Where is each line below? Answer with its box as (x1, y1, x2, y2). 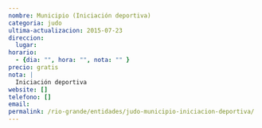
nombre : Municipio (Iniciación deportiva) (8, 11, 151, 20)
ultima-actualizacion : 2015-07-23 (8, 26, 123, 34)
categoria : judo (8, 19, 62, 27)
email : (8, 100, 30, 108)
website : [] (8, 85, 48, 94)
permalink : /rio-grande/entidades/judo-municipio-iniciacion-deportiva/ (8, 108, 255, 116)
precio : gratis (8, 64, 59, 72)
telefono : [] (8, 93, 52, 101)
